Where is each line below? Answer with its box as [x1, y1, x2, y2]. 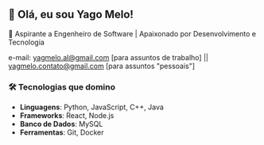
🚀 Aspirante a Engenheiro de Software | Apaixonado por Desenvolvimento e [8, 29, 257, 38]
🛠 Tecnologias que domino [8, 81, 115, 92]
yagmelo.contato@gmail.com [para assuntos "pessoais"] [8, 61, 196, 71]
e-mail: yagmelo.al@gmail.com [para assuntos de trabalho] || [8, 52, 209, 62]
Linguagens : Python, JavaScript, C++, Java [19, 102, 165, 112]
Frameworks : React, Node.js [19, 111, 115, 120]
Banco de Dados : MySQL [19, 120, 103, 129]
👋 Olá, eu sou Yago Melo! [8, 8, 134, 21]
